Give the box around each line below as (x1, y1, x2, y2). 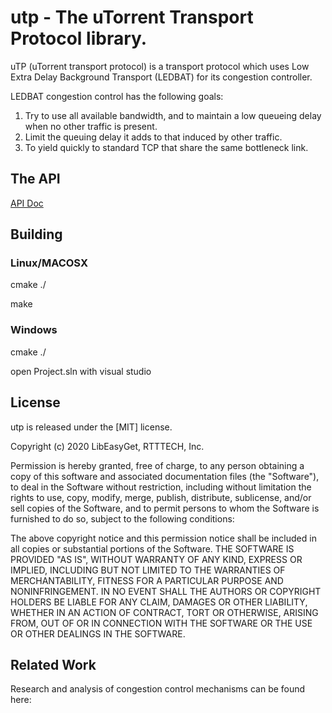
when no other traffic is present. (24, 120, 158, 132)
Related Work (10, 656, 97, 673)
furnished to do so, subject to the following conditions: (10, 512, 235, 525)
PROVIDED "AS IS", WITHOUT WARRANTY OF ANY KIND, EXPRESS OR (10, 553, 303, 565)
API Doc (10, 197, 44, 209)
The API (10, 171, 61, 188)
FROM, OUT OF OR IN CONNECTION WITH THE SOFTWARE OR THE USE (10, 617, 313, 629)
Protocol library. (10, 27, 148, 50)
